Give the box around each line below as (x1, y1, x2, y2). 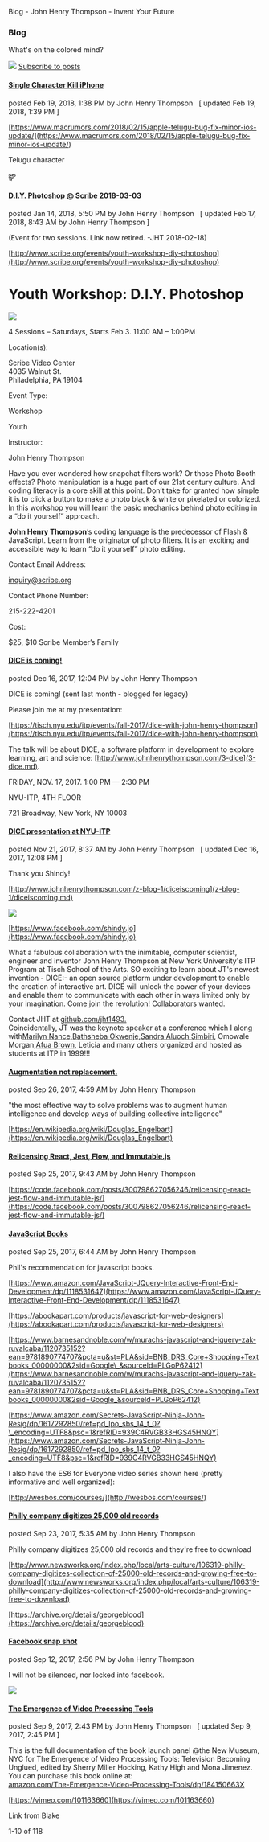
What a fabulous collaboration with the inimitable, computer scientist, (8, 948, 238, 958)
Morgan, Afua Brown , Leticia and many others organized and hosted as (8, 1040, 243, 1050)
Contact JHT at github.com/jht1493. (8, 1015, 127, 1024)
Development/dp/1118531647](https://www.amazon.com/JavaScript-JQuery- (8, 1286, 261, 1296)
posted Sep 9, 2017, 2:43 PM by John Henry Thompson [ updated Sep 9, (8, 1721, 253, 1731)
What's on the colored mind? (8, 45, 104, 55)
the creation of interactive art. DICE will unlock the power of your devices (8, 982, 251, 991)
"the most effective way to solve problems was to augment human (8, 1101, 228, 1110)
